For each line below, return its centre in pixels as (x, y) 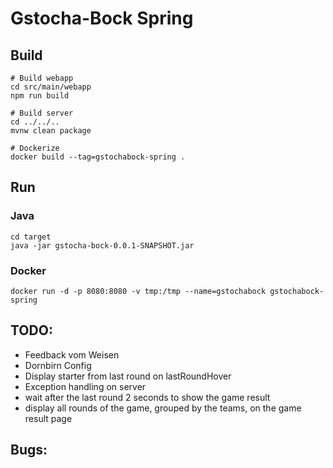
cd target (31, 237)
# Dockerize (35, 148)
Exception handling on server (85, 386)
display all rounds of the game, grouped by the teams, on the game (163, 408)
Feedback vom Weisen (72, 354)
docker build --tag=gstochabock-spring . (98, 157)
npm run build (40, 96)
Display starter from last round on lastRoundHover (128, 376)
